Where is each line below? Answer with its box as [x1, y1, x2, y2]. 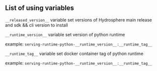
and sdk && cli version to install [5, 22, 68, 28]
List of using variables [5, 4, 75, 12]
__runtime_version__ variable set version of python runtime [5, 31, 125, 37]
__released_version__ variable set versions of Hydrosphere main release [5, 17, 152, 23]
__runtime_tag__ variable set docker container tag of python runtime [5, 50, 144, 56]
